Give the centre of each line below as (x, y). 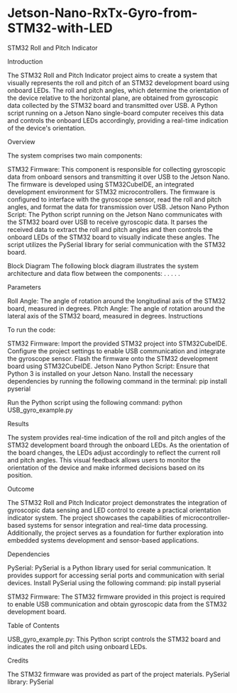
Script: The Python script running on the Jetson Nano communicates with (115, 214)
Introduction (25, 61)
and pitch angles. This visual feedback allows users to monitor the (104, 460)
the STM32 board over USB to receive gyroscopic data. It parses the (108, 222)
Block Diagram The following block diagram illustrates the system (103, 266)
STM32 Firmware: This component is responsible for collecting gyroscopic (116, 169)
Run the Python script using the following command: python (95, 402)
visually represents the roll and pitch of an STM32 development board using (118, 82)
